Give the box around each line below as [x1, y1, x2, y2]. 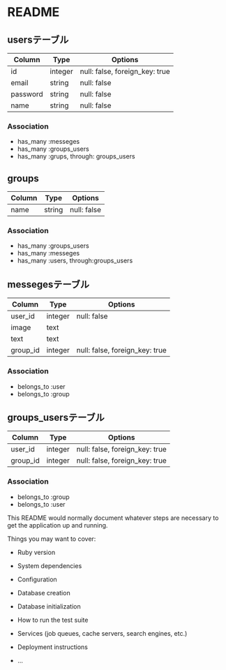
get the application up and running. [7, 521, 108, 529]
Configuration [17, 575, 57, 583]
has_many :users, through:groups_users [17, 256, 133, 265]
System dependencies [17, 561, 82, 569]
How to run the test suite [17, 616, 89, 624]
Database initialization [17, 602, 82, 611]
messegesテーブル [7, 278, 89, 290]
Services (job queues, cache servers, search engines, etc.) [17, 629, 188, 637]
